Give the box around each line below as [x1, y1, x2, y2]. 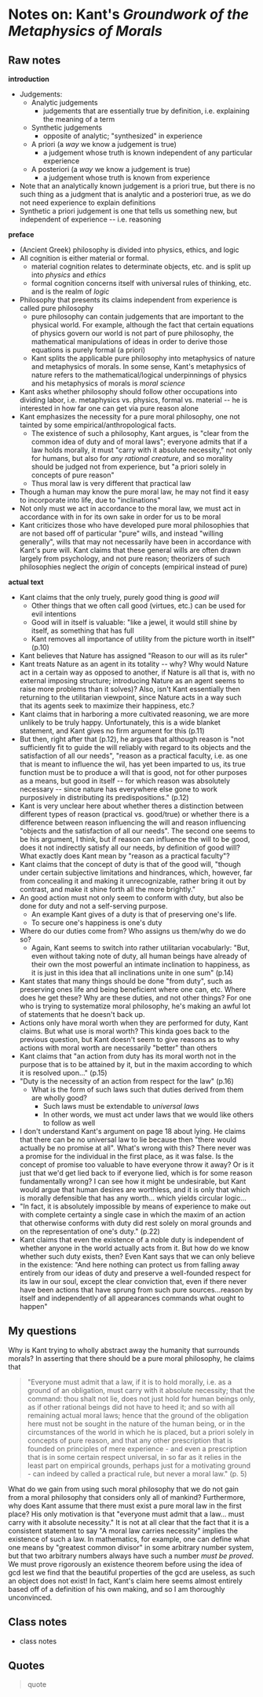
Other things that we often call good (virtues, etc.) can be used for [31, 601, 246, 610]
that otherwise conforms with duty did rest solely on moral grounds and [19, 1219, 252, 1227]
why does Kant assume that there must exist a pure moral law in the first [8, 1501, 242, 1510]
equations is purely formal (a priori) [31, 346, 146, 354]
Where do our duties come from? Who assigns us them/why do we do [19, 927, 247, 935]
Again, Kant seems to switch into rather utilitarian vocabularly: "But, [31, 943, 250, 952]
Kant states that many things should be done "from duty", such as [19, 976, 233, 986]
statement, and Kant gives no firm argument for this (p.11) [19, 726, 206, 735]
